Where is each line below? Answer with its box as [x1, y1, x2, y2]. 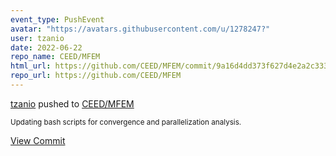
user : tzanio [10, 33, 65, 43]
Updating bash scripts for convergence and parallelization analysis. [10, 117, 242, 127]
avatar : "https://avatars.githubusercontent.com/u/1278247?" [10, 24, 271, 34]
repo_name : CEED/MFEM [10, 52, 101, 62]
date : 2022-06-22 [10, 42, 83, 53]
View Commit [10, 134, 66, 146]
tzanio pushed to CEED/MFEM [10, 97, 135, 110]
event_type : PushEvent [10, 14, 105, 25]
